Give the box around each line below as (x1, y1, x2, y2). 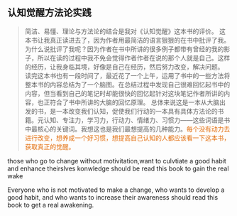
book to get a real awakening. (7, 200, 94, 209)
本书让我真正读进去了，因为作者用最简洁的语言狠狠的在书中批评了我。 (24, 36, 231, 44)
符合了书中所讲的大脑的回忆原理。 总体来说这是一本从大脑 (49, 98, 220, 107)
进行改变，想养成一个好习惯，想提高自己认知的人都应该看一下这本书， (24, 134, 231, 142)
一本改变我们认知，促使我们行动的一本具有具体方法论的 (55, 107, 218, 115)
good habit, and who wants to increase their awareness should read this (7, 193, 219, 201)
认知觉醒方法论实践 (7, 6, 92, 19)
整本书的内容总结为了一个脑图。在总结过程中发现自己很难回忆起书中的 (24, 80, 231, 89)
